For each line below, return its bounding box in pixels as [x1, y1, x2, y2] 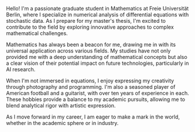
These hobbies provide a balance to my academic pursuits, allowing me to [6, 96, 186, 103]
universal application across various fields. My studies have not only [6, 47, 171, 54]
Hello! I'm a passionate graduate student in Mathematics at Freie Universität [6, 5, 189, 12]
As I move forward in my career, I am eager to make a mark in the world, [6, 113, 180, 120]
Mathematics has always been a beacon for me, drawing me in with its [6, 41, 176, 48]
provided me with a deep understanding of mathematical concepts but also [6, 54, 187, 60]
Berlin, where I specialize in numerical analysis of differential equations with [6, 11, 189, 18]
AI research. [6, 66, 36, 72]
